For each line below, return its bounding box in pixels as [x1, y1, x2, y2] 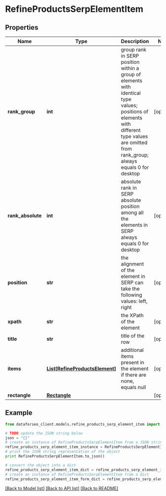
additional [121, 347, 144, 353]
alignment [121, 261, 144, 267]
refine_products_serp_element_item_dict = [5, 467, 94, 472]
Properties [5, 23, 39, 32]
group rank [121, 46, 147, 53]
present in [121, 359, 144, 366]
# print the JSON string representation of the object [5, 449, 121, 454]
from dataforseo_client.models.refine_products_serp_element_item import [5, 422, 161, 427]
